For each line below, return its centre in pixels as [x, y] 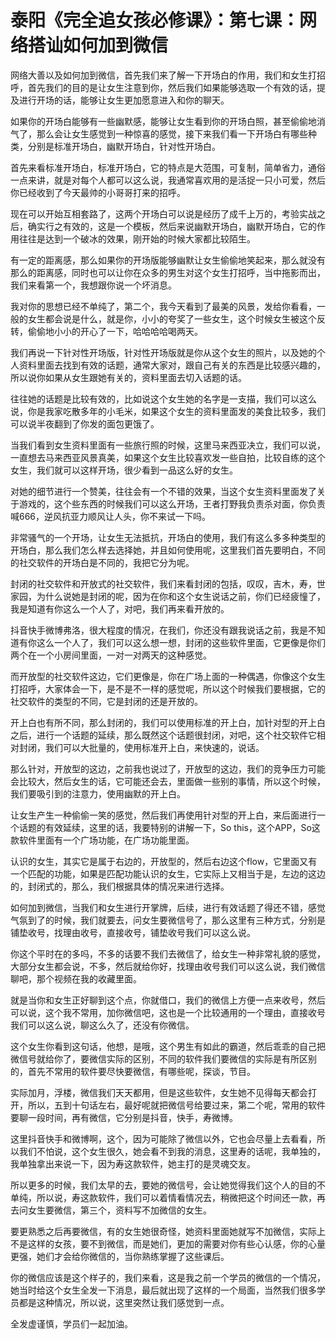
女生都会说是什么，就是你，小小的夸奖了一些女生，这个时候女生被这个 [172, 318]
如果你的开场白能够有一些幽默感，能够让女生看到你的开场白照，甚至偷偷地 [163, 121]
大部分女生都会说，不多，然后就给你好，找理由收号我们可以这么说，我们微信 [168, 966]
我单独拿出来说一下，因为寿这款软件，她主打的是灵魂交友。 [133, 1163]
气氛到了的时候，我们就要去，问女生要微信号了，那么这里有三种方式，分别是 [168, 920]
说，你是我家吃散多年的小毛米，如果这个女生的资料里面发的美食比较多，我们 [168, 411]
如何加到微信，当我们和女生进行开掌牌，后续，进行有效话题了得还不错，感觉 [168, 907]
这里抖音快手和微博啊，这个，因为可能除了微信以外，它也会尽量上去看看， [163, 1138]
